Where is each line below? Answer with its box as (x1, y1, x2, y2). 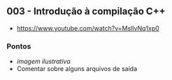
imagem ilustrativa (16, 57, 71, 65)
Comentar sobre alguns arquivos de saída (16, 65, 138, 73)
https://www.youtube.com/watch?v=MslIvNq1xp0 (16, 24, 160, 32)
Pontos (6, 41, 31, 51)
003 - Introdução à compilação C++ (6, 6, 166, 17)
